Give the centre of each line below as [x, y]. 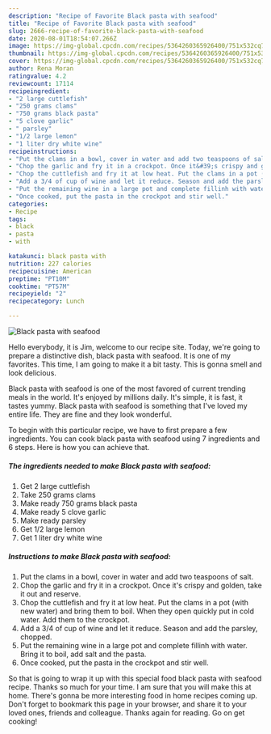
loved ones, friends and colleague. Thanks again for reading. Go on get [127, 712]
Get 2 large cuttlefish [55, 486]
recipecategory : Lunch [46, 301]
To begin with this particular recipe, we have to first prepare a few [118, 430]
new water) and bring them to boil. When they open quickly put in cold [137, 611]
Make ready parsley [53, 520]
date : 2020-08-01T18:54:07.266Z [63, 38]
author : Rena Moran [41, 69]
